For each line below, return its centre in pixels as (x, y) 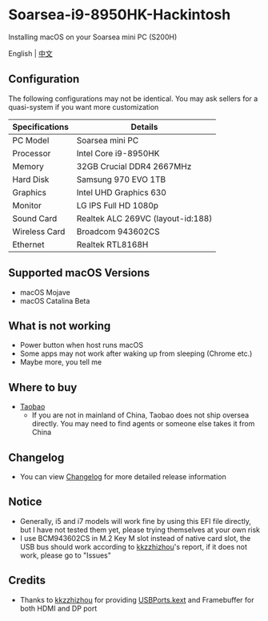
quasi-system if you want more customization (84, 107)
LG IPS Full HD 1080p (117, 205)
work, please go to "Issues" (66, 555)
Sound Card (35, 218)
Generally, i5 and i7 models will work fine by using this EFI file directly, (136, 521)
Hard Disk (31, 179)
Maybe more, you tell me (61, 362)
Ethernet (28, 244)
